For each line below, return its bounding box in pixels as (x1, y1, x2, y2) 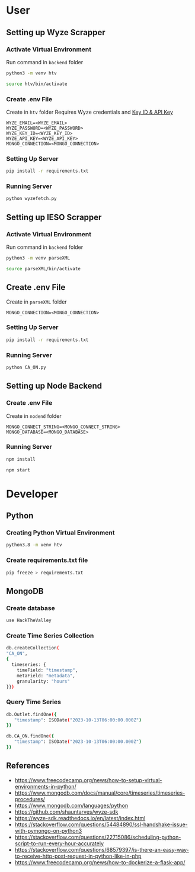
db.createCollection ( (6, 645, 60, 651)
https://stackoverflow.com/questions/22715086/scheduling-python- (14, 833, 181, 840)
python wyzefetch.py (6, 196, 57, 202)
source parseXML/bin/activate (6, 265, 81, 271)
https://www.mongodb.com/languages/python (14, 802, 129, 809)
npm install (6, 456, 36, 462)
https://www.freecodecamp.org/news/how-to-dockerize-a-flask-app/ (14, 858, 186, 866)
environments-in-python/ (14, 783, 77, 790)
